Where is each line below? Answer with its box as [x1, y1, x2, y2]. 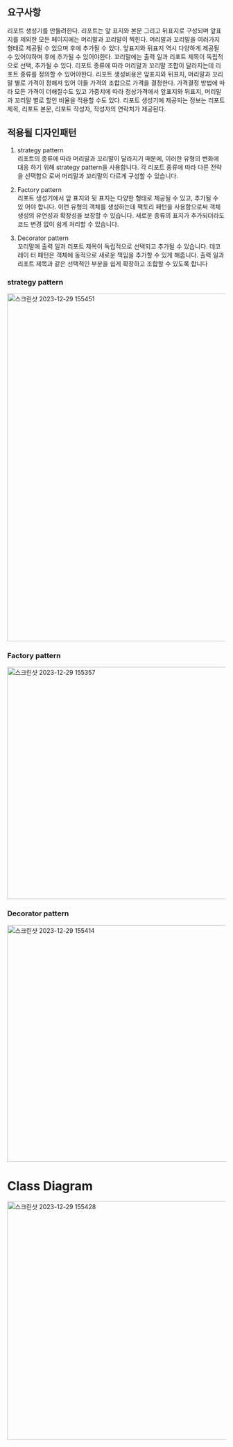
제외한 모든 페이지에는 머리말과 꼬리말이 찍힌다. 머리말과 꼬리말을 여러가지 [19, 35, 221, 43]
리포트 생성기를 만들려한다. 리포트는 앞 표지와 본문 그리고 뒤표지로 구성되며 [7, 26, 209, 35]
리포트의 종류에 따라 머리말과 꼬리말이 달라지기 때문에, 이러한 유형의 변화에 [17, 154, 220, 162]
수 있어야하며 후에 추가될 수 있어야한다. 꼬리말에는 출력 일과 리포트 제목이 [7, 52, 205, 61]
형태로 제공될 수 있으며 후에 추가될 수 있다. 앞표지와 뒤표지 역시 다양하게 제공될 [7, 44, 220, 52]
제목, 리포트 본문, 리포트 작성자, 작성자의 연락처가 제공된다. [7, 104, 166, 113]
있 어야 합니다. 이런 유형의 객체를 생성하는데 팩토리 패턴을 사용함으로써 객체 [17, 202, 221, 211]
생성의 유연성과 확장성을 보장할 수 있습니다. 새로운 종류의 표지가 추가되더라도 [17, 211, 225, 219]
